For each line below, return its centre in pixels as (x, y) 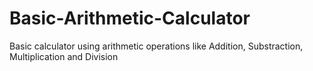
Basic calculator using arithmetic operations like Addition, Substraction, (156, 46)
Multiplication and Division (64, 56)
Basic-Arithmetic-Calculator (130, 18)
